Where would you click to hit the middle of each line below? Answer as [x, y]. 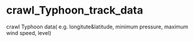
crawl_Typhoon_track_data [75, 10]
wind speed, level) [29, 33]
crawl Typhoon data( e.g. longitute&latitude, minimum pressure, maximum [97, 27]
